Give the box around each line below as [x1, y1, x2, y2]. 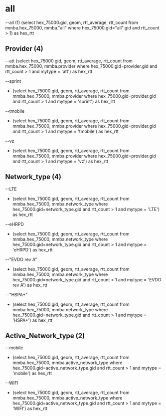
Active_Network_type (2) [5, 331, 85, 340]
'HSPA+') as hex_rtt [12, 317, 53, 323]
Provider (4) [5, 44, 43, 53]
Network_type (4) [5, 173, 61, 181]
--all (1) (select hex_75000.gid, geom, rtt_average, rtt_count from [5, 19, 139, 25]
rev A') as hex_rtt [12, 282, 47, 288]
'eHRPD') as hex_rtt [12, 246, 53, 252]
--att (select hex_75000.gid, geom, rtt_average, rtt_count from [5, 58, 133, 64]
